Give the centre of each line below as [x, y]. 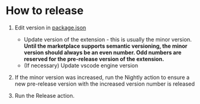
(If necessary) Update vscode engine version [81, 65]
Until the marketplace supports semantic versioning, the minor [106, 46]
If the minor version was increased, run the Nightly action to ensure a [102, 77]
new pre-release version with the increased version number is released [105, 84]
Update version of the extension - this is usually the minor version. [108, 39]
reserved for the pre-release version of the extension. [94, 59]
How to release [45, 11]
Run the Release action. [44, 95]
